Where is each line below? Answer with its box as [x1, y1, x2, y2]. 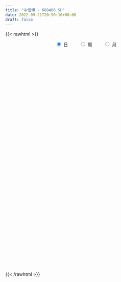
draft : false [5, 17, 33, 22]
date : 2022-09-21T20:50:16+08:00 [5, 12, 77, 17]
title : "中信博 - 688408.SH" [5, 7, 65, 13]
